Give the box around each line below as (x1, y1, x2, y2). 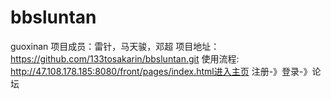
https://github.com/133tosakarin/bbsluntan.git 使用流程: (10, 52, 240, 65)
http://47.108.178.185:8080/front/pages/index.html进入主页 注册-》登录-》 (10, 65, 313, 77)
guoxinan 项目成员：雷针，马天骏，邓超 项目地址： (10, 40, 220, 52)
